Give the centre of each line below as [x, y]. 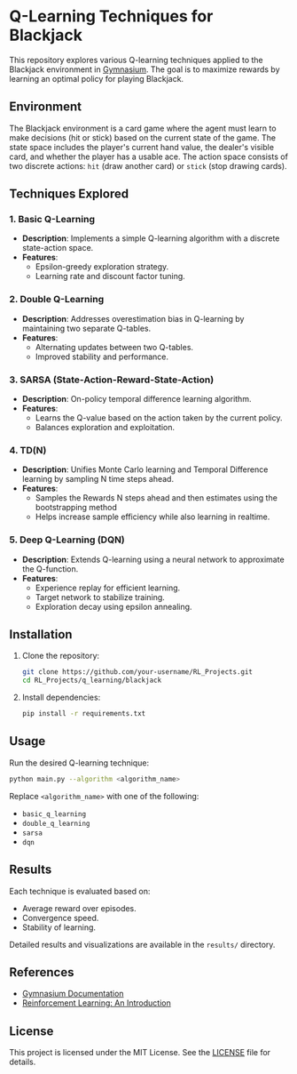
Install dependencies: [61, 697]
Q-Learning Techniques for [111, 16]
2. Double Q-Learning [57, 300]
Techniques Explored [69, 194]
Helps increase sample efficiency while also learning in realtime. [152, 517]
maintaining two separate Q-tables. [86, 328]
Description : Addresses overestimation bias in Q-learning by [133, 318]
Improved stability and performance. [102, 357]
